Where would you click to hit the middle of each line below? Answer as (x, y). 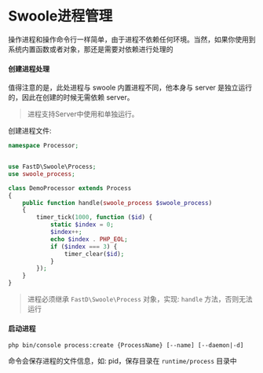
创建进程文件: (30, 131)
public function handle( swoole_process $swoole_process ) (117, 203)
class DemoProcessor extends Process (70, 188)
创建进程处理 (29, 68)
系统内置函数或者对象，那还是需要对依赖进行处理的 (91, 49)
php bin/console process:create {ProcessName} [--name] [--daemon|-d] (126, 346)
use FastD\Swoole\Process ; (52, 167)
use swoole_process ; (42, 174)
